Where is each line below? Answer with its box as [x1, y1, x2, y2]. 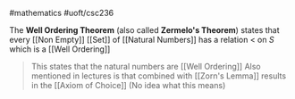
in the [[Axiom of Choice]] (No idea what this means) [30, 80, 226, 90]
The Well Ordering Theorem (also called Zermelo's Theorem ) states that [9, 25, 280, 35]
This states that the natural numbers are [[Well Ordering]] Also [30, 62, 261, 71]
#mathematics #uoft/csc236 [9, 8, 114, 18]
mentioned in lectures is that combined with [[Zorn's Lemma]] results [30, 70, 287, 81]
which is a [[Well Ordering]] [9, 44, 111, 54]
